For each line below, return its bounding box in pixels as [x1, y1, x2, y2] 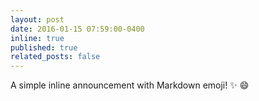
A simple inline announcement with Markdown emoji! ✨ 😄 [10, 79, 250, 91]
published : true [10, 42, 78, 53]
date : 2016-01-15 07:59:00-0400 [10, 24, 145, 34]
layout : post [10, 14, 65, 25]
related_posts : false [10, 52, 101, 62]
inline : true [10, 33, 65, 43]
